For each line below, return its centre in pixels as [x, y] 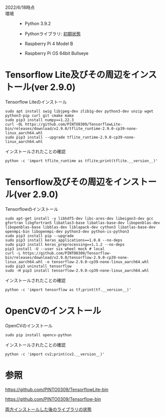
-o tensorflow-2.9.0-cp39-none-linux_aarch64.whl [97, 262]
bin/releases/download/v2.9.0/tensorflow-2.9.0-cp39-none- [67, 257]
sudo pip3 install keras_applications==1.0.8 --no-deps [64, 240]
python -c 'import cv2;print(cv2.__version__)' [55, 354]
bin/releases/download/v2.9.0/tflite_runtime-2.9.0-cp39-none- [72, 128]
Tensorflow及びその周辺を [59, 182]
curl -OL [14, 124]
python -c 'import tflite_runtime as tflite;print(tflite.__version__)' [82, 161]
